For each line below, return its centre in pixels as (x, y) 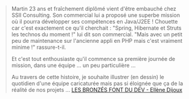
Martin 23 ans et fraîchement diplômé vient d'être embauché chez (94, 9)
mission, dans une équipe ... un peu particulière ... (73, 65)
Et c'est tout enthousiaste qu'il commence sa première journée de (93, 59)
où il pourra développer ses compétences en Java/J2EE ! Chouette (94, 21)
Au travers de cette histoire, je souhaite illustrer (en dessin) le (88, 77)
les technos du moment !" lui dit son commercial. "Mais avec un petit (97, 34)
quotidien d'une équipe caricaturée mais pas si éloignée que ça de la (97, 83)
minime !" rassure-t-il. (39, 47)
